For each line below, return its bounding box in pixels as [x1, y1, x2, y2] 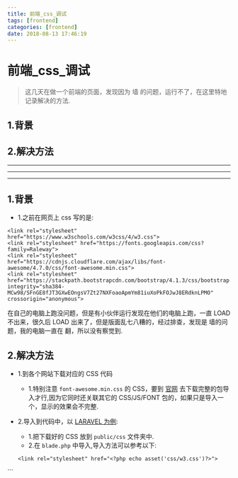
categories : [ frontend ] [7, 23, 78, 30]
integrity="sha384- [7, 283, 65, 290]
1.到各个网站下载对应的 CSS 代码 [17, 370, 113, 378]
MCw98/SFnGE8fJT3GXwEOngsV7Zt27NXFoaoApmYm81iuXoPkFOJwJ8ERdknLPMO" [7, 290, 214, 297]
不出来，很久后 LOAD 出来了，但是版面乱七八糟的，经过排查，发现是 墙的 [7, 318, 222, 326]
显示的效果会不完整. [40, 402, 99, 411]
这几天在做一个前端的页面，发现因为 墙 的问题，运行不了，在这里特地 [24, 88, 227, 96]
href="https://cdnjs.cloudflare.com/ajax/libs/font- [7, 258, 166, 266]
